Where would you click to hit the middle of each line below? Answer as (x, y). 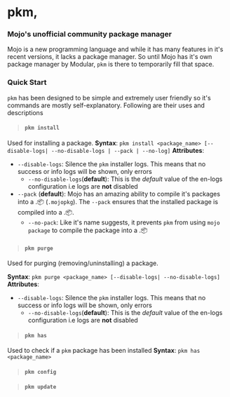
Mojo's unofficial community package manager (89, 34)
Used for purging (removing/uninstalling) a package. (83, 263)
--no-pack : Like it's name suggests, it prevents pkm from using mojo (124, 222)
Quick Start (27, 83)
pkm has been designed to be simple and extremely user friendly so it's (109, 97)
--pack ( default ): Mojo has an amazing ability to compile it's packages (119, 194)
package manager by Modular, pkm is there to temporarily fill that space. (111, 65)
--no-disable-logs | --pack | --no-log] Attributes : (128, 150)
